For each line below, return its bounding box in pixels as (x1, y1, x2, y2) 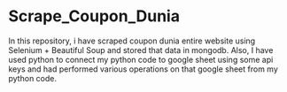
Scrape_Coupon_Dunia (8, 6, 181, 27)
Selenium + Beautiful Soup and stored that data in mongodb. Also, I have (8, 44, 274, 55)
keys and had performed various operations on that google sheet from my (8, 64, 278, 74)
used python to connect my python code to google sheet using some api (8, 54, 274, 65)
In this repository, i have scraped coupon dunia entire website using (8, 35, 256, 46)
